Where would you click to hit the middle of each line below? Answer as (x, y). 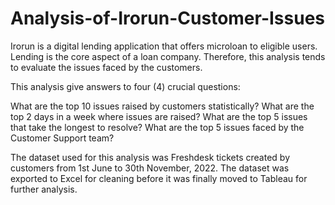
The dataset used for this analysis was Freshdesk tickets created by (150, 157)
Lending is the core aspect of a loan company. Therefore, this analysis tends (168, 56)
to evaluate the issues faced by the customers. (106, 67)
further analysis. (44, 189)
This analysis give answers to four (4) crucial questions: (125, 86)
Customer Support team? (62, 138)
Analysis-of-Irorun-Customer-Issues (168, 18)
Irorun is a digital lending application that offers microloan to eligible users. (164, 46)
